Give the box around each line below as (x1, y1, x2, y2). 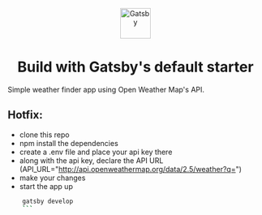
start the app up (19, 181, 74, 191)
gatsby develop (22, 197, 74, 205)
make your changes (19, 173, 86, 183)
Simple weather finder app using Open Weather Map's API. (7, 84, 204, 94)
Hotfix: (7, 108, 43, 122)
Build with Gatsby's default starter (17, 58, 254, 76)
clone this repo (19, 130, 70, 140)
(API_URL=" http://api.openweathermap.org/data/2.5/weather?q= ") (19, 164, 243, 174)
